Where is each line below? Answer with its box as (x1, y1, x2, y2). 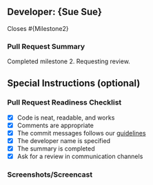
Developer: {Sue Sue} (7, 6, 102, 18)
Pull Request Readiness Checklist (7, 98, 122, 107)
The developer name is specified (17, 136, 111, 144)
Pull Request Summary (7, 41, 85, 51)
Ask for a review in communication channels (17, 152, 143, 161)
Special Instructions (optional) (7, 77, 141, 89)
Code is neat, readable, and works (17, 113, 115, 122)
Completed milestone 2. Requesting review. (7, 57, 131, 65)
